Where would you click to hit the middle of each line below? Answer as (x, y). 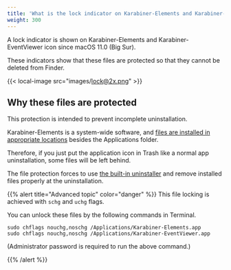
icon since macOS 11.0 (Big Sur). (90, 47)
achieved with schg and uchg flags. (56, 202)
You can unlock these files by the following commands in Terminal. (102, 215)
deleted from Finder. (36, 67)
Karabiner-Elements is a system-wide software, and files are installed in (109, 132)
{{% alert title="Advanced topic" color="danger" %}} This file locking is (108, 194)
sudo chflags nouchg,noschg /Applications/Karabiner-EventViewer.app (109, 234)
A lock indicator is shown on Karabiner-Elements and (82, 39)
